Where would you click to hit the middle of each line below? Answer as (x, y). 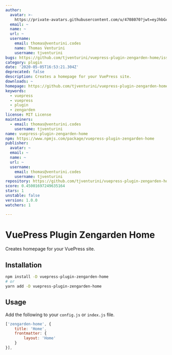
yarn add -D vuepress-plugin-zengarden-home (53, 286)
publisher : (17, 143)
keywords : (16, 91)
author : (14, 10)
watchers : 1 (18, 205)
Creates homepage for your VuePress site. (50, 249)
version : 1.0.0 (21, 200)
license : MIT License (28, 115)
